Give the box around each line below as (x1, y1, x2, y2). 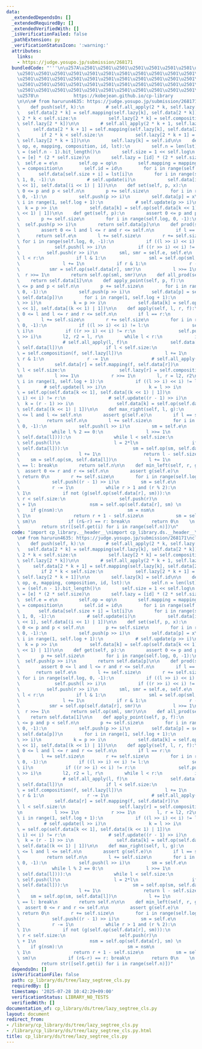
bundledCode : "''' (11, 64, 58, 71)
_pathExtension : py (11, 37, 61, 43)
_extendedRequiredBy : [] (11, 20, 74, 26)
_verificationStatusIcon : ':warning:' (11, 43, 109, 49)
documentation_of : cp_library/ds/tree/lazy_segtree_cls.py (6, 1005, 158, 1012)
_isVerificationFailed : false (11, 31, 87, 37)
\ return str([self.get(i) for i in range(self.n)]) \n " (17, 524, 179, 530)
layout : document (6, 1011, 50, 1017)
